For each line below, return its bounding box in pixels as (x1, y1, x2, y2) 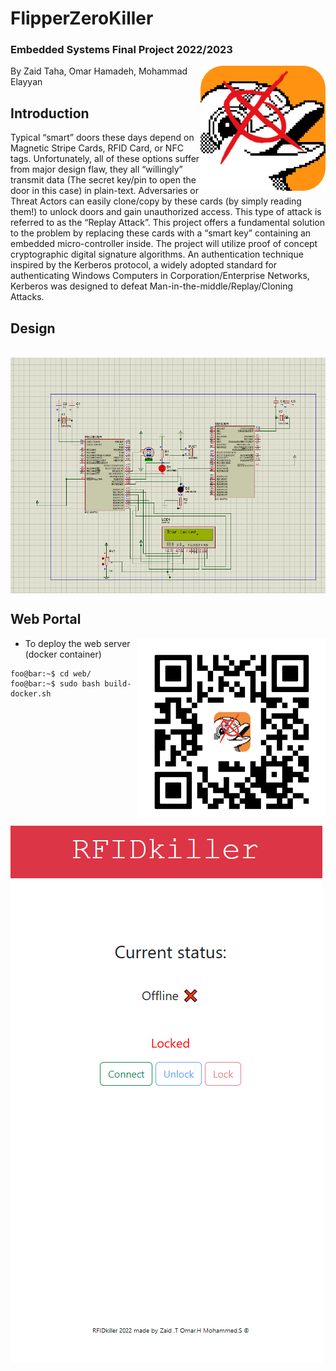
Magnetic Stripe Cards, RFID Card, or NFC (10, 142, 184, 154)
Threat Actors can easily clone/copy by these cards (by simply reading (10, 195, 302, 207)
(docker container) (24, 648, 102, 660)
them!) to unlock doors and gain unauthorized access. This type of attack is (10, 206, 322, 218)
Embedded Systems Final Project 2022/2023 (10, 43, 233, 57)
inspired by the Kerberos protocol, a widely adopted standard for (10, 259, 278, 271)
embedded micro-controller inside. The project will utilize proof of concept (10, 238, 318, 250)
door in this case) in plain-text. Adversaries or (10, 185, 199, 197)
